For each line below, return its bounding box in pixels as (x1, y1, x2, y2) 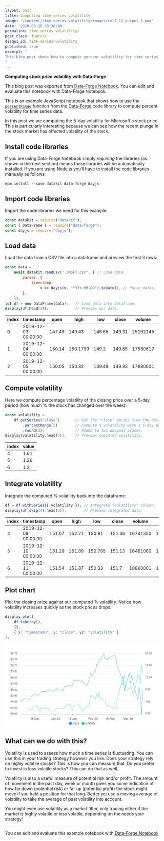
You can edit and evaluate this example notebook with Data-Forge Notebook (5, 830, 159, 836)
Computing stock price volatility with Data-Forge (5, 74, 106, 79)
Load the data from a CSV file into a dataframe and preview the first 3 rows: (5, 255, 158, 261)
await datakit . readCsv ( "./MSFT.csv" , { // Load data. (14, 270, 125, 275)
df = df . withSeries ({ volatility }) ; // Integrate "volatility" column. (5, 503, 156, 508)
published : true (5, 44, 38, 49)
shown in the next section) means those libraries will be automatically (5, 161, 145, 167)
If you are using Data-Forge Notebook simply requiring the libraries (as (5, 156, 147, 161)
